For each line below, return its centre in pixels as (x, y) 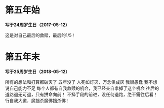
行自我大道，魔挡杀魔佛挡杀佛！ (38, 100)
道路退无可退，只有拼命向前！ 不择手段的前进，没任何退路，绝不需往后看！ (82, 94)
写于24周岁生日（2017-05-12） (38, 25)
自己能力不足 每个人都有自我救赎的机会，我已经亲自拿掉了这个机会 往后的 (84, 88)
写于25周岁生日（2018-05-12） (38, 72)
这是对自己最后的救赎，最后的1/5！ (41, 35)
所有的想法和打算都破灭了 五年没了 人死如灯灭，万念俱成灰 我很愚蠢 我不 (79, 82)
